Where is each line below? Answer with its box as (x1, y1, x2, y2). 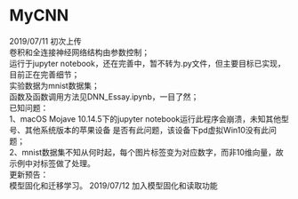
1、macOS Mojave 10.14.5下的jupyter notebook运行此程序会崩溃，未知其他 (9, 113, 282, 124)
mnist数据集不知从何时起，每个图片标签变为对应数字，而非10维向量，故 (21, 147, 284, 157)
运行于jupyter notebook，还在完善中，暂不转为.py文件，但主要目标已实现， (9, 58, 286, 68)
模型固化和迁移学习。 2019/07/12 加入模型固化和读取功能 (9, 179, 218, 191)
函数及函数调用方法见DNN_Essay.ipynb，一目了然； (9, 91, 199, 102)
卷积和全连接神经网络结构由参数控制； (9, 46, 149, 58)
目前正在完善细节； (9, 68, 80, 80)
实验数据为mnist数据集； (9, 80, 100, 91)
